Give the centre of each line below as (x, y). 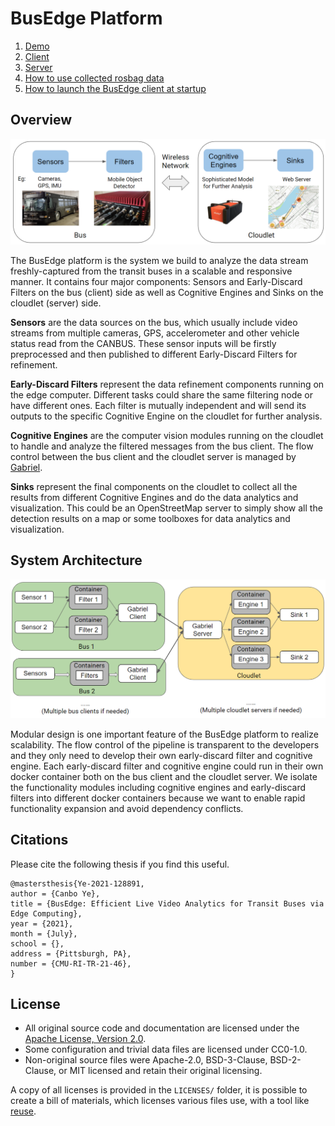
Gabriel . (26, 468)
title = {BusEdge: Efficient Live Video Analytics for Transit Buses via (167, 903)
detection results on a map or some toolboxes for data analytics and (150, 519)
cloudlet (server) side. (56, 303)
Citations (39, 840)
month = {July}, (44, 933)
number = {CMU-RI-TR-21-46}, (71, 963)
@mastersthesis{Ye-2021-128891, (77, 883)
